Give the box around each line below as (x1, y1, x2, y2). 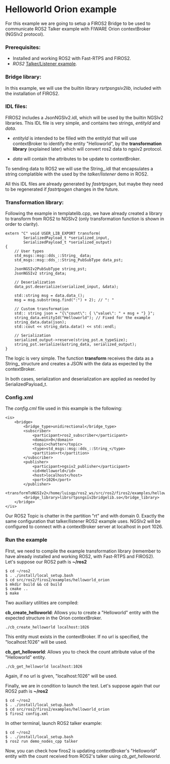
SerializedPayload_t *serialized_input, (23, 235, 110, 240)
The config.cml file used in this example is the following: (5, 405, 122, 411)
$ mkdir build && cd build (5, 582, 62, 587)
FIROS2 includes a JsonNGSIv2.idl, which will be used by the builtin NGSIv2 (5, 114, 163, 120)
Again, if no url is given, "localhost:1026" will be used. (5, 673, 117, 679)
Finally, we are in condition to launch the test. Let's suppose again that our (5, 682, 160, 688)
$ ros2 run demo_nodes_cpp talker (5, 739, 78, 744)
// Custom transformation (14, 306, 69, 311)
